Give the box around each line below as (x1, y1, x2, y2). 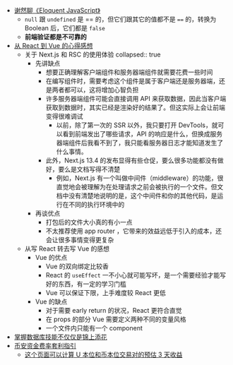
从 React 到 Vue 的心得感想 (13, 42, 93, 49)
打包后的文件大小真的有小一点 (45, 218, 133, 226)
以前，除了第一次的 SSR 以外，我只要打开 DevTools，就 (56, 121, 218, 129)
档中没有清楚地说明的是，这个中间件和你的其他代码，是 (56, 191, 217, 200)
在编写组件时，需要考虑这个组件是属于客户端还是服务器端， (45, 77, 220, 85)
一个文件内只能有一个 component (45, 324, 143, 332)
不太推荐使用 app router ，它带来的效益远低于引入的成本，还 (45, 227, 222, 235)
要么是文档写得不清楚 (58, 165, 121, 173)
